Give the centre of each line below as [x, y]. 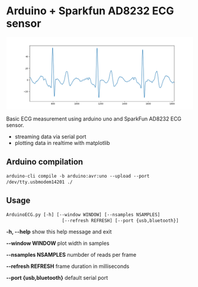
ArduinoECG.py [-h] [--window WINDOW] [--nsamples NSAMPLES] [83, 215]
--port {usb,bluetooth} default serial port [57, 277]
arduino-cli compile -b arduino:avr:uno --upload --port [78, 176]
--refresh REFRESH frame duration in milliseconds [68, 266]
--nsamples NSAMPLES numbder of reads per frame [71, 254]
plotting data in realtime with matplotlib [62, 143]
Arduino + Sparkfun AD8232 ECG [90, 11]
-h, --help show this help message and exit [59, 231]
